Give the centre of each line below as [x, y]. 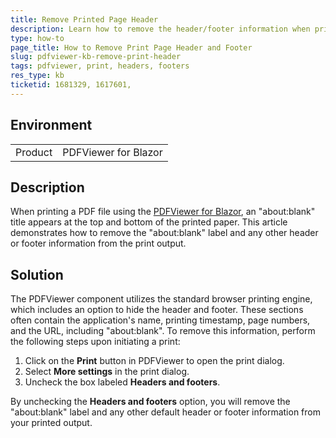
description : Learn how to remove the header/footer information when [160, 29]
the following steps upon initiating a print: [95, 342]
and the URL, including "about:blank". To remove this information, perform [163, 331]
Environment [51, 125]
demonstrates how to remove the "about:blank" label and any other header [164, 233]
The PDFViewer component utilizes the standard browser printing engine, [161, 299]
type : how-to [37, 38]
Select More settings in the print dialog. [107, 372]
